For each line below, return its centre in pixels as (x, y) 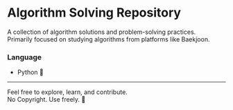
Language (25, 57)
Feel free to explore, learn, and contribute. (68, 92)
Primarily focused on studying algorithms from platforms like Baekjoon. (109, 39)
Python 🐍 (30, 72)
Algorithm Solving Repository (94, 13)
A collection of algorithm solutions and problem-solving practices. (102, 32)
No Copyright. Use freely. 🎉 (46, 100)
